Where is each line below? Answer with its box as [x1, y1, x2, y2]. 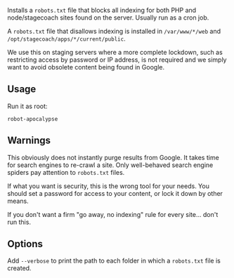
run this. [7, 218, 32, 226]
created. [7, 264, 32, 272]
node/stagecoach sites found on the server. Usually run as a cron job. [7, 13, 209, 22]
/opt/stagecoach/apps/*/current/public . [7, 34, 126, 43]
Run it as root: [7, 102, 48, 110]
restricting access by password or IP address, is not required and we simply [7, 55, 227, 64]
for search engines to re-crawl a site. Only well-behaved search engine [7, 161, 214, 169]
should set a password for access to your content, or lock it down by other [7, 189, 223, 197]
